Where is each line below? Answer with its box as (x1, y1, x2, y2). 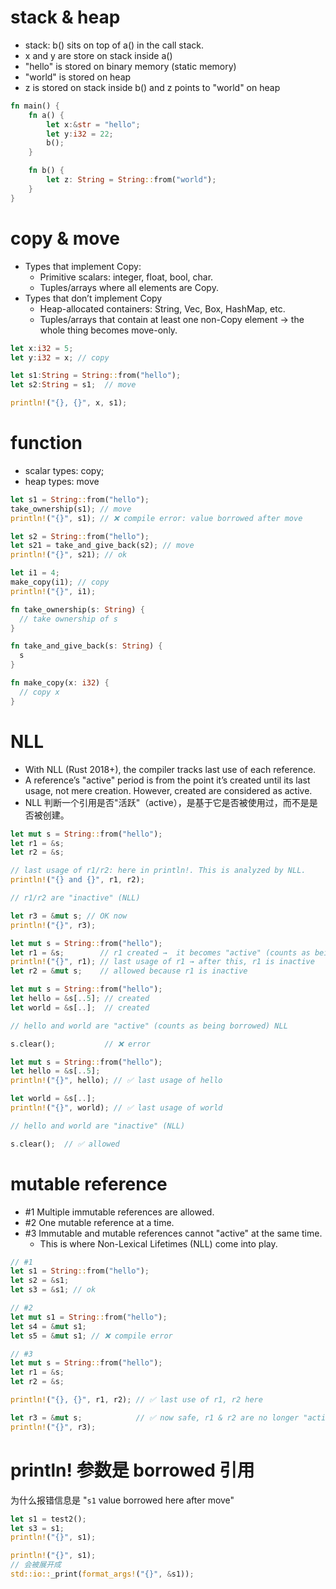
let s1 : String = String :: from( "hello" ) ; (10, 371, 182, 381)
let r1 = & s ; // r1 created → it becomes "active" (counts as (10, 947, 311, 958)
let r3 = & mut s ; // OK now (10, 911, 128, 921)
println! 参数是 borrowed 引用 (10, 1459, 255, 1481)
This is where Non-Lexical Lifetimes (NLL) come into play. (39, 1237, 278, 1250)
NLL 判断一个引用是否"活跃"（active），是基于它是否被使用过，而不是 (24, 796, 310, 808)
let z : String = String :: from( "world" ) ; (46, 175, 217, 185)
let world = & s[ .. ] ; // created (10, 1002, 150, 1013)
